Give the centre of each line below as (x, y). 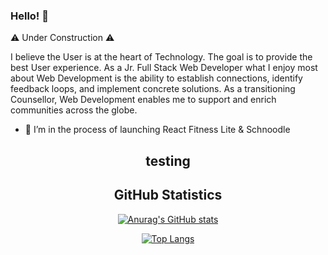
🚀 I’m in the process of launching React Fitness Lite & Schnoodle (157, 130)
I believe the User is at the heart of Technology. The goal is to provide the (161, 57)
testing (168, 160)
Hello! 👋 (30, 16)
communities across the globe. (74, 110)
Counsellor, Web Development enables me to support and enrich (143, 100)
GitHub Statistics (168, 195)
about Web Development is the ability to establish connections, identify (156, 78)
